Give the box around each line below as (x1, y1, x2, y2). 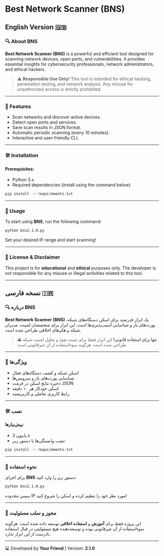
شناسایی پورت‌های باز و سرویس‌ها (12, 375, 75, 381)
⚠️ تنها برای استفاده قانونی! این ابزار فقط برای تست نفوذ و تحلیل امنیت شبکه (17, 336, 157, 343)
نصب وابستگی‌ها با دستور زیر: (12, 438, 66, 444)
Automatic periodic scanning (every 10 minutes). (12, 130, 110, 135)
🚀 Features (5, 103, 31, 110)
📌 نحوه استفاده (5, 463, 37, 470)
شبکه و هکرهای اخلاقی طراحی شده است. (5, 327, 82, 333)
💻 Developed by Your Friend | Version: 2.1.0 (5, 545, 95, 551)
